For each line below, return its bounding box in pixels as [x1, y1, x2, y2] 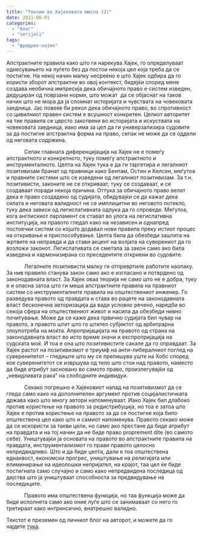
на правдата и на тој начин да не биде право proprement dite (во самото [6, 428, 193, 436]
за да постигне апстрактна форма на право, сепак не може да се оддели [6, 129, 196, 137]
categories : [6, 20, 36, 26]
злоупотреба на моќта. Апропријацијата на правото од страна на [6, 327, 175, 334]
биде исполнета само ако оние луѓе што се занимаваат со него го [6, 498, 178, 505]
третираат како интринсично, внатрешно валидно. [6, 505, 138, 512]
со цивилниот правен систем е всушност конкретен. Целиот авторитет [6, 110, 190, 118]
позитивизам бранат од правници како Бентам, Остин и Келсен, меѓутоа [6, 167, 195, 174]
